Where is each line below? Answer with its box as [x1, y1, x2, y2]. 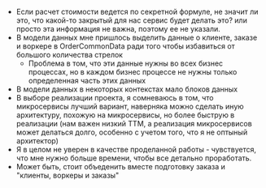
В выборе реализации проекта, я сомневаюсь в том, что [15, 93, 214, 102]
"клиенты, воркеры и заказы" [15, 170, 120, 180]
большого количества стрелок [15, 50, 124, 59]
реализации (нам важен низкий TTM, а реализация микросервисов [15, 119, 252, 128]
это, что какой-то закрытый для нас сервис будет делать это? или [15, 15, 248, 25]
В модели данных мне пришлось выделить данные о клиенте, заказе [15, 32, 258, 42]
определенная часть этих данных [28, 76, 146, 85]
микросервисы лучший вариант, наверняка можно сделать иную [15, 101, 244, 111]
